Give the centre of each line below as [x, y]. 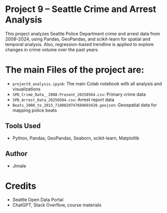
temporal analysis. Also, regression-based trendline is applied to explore [80, 44]
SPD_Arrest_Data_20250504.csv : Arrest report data [63, 99]
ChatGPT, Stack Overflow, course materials [57, 205]
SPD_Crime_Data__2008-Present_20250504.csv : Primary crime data [79, 94]
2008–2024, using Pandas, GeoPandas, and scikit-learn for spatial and [78, 39]
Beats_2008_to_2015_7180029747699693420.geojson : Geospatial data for [84, 105]
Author [16, 154]
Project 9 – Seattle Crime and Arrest [81, 9]
